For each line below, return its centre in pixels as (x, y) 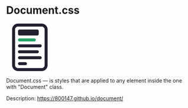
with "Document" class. (35, 87)
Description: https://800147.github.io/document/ (65, 98)
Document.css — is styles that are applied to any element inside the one (94, 80)
